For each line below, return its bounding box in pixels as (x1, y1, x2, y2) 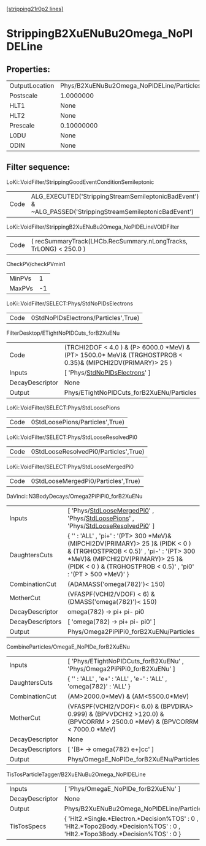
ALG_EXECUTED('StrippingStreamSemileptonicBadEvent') (31, 192, 199, 200)
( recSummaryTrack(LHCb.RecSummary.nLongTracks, (31, 237, 188, 245)
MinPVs (9, 274, 32, 283)
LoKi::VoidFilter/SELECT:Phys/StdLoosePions (6, 404, 120, 411)
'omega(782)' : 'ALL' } (67, 682, 131, 690)
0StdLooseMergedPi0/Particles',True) (31, 476, 141, 485)
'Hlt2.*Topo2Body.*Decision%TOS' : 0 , (64, 821, 181, 830)
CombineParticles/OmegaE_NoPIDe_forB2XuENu (6, 643, 131, 650)
